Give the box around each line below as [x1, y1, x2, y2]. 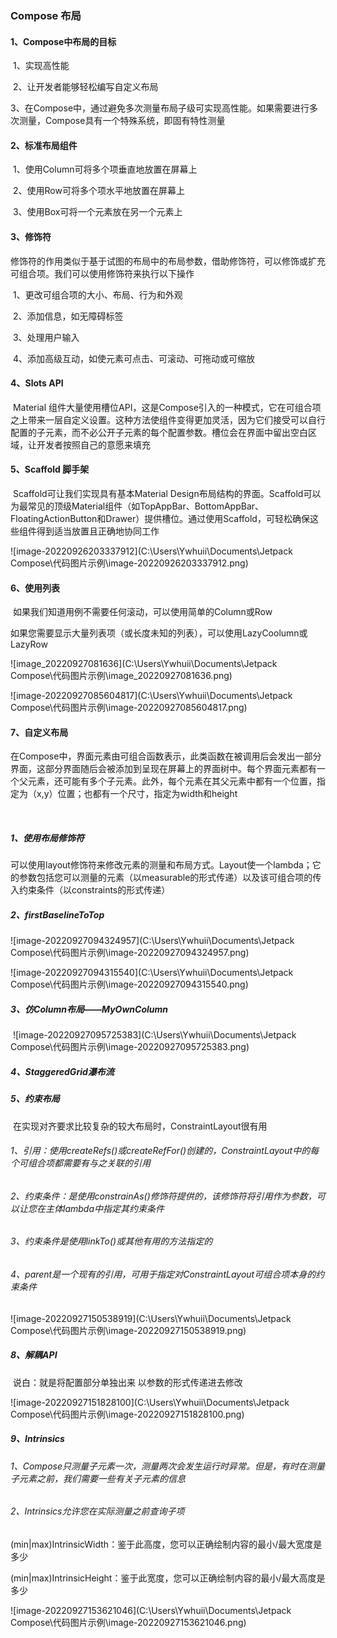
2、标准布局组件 [10, 139, 78, 151]
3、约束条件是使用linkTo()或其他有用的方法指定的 [10, 1235, 213, 1247]
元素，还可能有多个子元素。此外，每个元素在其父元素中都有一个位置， [27, 775, 317, 787]
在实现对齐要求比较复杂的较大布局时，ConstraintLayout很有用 [12, 1120, 268, 1132]
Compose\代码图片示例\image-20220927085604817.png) [10, 702, 248, 714]
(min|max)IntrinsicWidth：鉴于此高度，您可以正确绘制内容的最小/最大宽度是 [10, 1538, 323, 1550]
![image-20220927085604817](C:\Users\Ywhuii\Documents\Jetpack [10, 690, 293, 702]
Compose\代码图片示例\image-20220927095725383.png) [10, 1041, 250, 1053]
